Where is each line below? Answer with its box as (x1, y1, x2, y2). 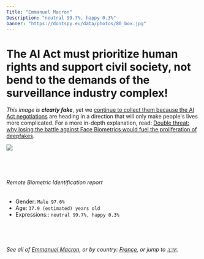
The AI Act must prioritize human (6, 47, 178, 61)
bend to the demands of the (6, 73, 150, 87)
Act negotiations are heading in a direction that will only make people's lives (6, 113, 198, 120)
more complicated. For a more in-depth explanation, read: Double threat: (6, 119, 190, 126)
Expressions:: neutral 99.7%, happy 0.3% (15, 211, 119, 218)
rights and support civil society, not (6, 60, 191, 74)
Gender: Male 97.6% (15, 198, 66, 205)
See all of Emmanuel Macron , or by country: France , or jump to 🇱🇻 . (6, 245, 179, 253)
